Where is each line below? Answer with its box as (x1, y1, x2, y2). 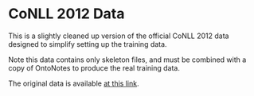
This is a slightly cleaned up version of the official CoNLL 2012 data (8, 31, 229, 40)
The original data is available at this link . (8, 79, 139, 88)
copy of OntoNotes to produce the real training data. (8, 63, 181, 72)
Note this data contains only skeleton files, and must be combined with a (8, 55, 247, 64)
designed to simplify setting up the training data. (8, 39, 167, 48)
